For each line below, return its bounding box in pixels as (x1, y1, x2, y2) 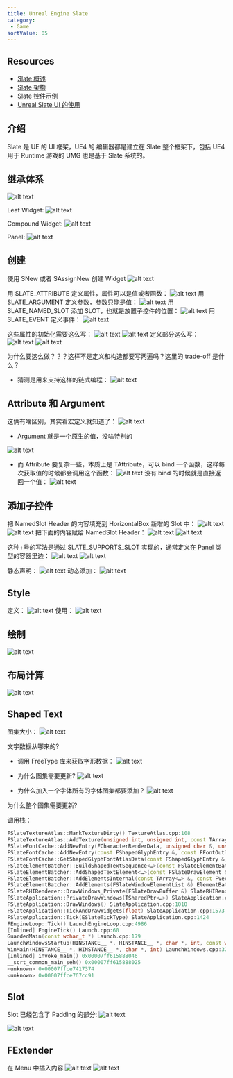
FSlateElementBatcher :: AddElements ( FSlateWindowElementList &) (7, 882, 194, 888)
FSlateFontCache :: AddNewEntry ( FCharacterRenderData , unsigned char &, (7, 843, 216, 850)
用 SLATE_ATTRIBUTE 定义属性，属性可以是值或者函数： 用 (7, 289, 205, 297)
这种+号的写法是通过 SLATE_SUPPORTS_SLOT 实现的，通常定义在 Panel (7, 543, 214, 552)
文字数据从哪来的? (7, 742, 60, 750)
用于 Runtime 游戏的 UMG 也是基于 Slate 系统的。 (7, 151, 149, 160)
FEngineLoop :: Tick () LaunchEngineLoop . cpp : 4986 (7, 920, 148, 927)
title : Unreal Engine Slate (7, 10, 89, 17)
